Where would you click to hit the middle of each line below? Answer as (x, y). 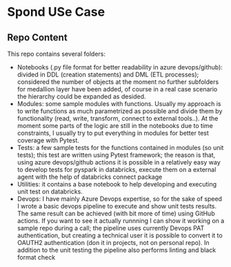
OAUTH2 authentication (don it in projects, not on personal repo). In (113, 243)
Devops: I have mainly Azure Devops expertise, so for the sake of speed (120, 199)
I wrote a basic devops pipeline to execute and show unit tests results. (117, 206)
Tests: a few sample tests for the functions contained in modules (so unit (120, 148)
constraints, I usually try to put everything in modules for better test (113, 133)
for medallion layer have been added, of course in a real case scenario (117, 89)
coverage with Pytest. (48, 140)
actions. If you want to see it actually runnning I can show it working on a (121, 221)
